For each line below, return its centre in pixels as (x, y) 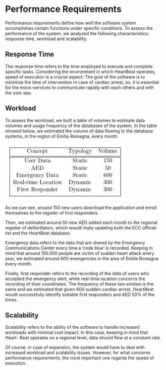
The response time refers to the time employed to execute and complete (79, 66)
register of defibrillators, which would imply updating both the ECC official (81, 227)
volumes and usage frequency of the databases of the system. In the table (81, 126)
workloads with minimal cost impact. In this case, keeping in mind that (77, 333)
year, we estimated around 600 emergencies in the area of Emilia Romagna (82, 258)
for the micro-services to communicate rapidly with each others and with (80, 87)
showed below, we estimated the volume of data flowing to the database (79, 131)
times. (11, 299)
